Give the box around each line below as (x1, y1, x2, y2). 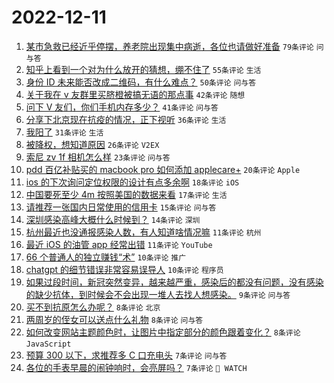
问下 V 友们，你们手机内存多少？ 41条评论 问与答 (25, 101, 219, 113)
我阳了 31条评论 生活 (25, 126, 104, 138)
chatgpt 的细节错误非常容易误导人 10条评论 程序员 (25, 263, 224, 275)
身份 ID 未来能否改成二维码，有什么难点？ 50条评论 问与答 (25, 76, 257, 88)
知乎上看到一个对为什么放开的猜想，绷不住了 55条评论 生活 (25, 63, 262, 75)
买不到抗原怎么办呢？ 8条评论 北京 (25, 301, 161, 313)
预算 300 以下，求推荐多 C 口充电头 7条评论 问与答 (25, 349, 228, 361)
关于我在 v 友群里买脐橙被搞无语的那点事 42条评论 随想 (25, 88, 246, 100)
